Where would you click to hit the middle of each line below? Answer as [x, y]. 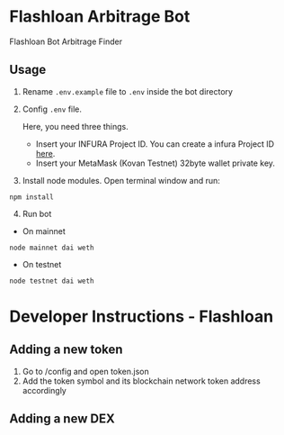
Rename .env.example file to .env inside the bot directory [128, 91]
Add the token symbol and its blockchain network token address [141, 381]
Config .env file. [52, 109]
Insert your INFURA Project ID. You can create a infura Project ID [155, 144]
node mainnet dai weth [52, 248]
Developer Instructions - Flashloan [142, 316]
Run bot [37, 213]
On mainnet [44, 231]
